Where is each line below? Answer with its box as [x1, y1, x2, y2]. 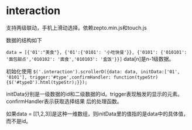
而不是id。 [6, 117, 31, 124]
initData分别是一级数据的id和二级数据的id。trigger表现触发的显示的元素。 [6, 90, 183, 97]
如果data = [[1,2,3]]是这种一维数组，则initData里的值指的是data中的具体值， [6, 110, 189, 117]
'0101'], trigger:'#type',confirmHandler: [6, 74, 111, 80]
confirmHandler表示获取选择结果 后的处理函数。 [6, 98, 122, 105]
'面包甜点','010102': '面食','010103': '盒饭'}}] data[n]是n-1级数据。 [6, 55, 174, 62]
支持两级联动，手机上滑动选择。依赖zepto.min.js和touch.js [6, 24, 148, 31]
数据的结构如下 [6, 36, 42, 43]
